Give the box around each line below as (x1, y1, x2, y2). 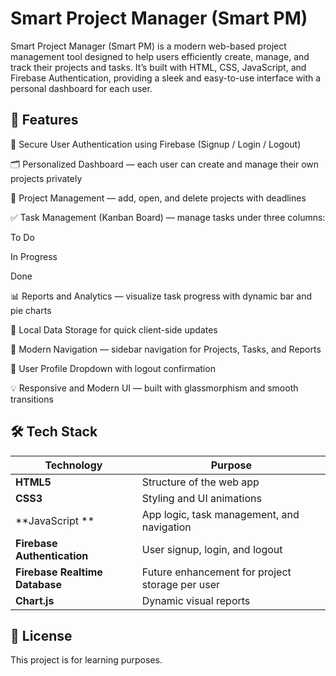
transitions (10, 393, 54, 405)
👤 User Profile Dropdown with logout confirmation (10, 362, 216, 374)
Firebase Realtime (15, 565, 103, 579)
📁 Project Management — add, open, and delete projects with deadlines (10, 192, 307, 204)
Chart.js (15, 593, 55, 607)
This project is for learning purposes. (10, 654, 163, 666)
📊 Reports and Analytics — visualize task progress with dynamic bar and (10, 290, 312, 302)
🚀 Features (10, 112, 79, 129)
